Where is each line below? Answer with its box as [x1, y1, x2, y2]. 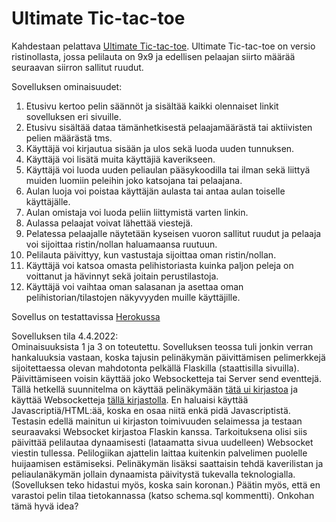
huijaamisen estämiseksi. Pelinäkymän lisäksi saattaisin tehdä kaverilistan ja [11, 457, 324, 469]
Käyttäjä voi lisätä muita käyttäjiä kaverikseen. [25, 153, 216, 165]
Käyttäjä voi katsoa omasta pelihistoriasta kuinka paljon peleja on [25, 259, 294, 271]
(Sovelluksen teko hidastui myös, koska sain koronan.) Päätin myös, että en [11, 478, 321, 491]
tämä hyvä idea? [11, 500, 79, 512]
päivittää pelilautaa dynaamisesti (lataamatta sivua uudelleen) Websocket [11, 436, 314, 448]
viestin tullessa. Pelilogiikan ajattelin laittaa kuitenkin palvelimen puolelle [11, 447, 308, 459]
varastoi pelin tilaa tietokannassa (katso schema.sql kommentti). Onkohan [11, 489, 315, 501]
